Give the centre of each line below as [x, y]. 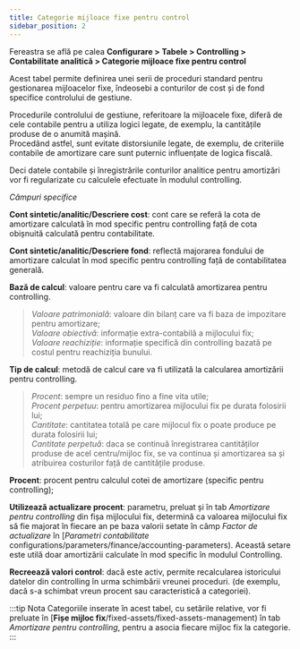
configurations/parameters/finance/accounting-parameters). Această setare [150, 545]
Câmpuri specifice [43, 197]
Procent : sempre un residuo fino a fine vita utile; [120, 396]
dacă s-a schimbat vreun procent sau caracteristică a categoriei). [130, 591]
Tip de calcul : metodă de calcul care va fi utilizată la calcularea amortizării [146, 369]
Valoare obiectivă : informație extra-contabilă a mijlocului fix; [142, 333]
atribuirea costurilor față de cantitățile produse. [118, 463]
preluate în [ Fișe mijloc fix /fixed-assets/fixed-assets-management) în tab [145, 618]
